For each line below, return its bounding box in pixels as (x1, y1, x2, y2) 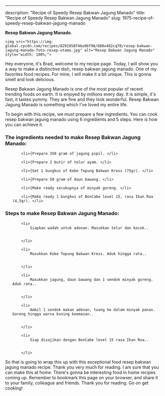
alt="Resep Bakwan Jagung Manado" (84, 48, 155, 53)
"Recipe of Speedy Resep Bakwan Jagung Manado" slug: (5, 15, 121, 21)
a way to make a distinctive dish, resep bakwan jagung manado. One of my (5, 66, 157, 72)
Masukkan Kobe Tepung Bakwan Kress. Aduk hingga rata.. (30, 251, 147, 256)
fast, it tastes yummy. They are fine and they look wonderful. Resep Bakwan (5, 96, 159, 102)
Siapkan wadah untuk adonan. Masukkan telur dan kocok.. (30, 225, 149, 230)
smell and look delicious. (5, 77, 55, 82)
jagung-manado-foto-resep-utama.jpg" (5, 48, 82, 53)
